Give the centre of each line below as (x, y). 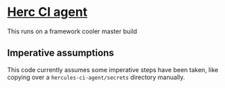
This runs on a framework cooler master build (72, 31)
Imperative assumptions (61, 53)
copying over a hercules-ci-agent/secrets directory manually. (96, 77)
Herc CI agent (47, 12)
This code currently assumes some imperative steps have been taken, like (113, 69)
